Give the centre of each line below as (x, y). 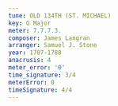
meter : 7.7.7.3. (35, 30)
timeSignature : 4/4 (40, 90)
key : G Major (30, 23)
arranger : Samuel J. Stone (53, 45)
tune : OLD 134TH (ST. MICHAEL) (60, 16)
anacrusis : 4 (30, 61)
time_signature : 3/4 (42, 75)
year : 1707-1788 (35, 53)
